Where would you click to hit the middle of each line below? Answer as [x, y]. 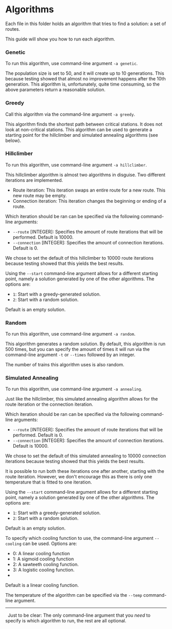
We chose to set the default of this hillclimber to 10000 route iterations [79, 258]
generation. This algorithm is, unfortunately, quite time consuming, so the [82, 84]
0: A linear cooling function [41, 554]
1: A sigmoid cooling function [43, 559]
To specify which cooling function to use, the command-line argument [79, 538]
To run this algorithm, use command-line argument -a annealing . [74, 389]
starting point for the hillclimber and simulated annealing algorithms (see [82, 135]
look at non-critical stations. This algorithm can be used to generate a [79, 130]
